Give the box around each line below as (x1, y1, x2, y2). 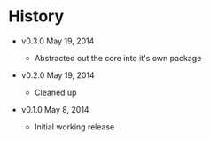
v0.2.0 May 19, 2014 (20, 69, 95, 81)
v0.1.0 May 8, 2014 (20, 104, 89, 114)
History (8, 6, 65, 27)
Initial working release (34, 121, 115, 132)
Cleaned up (34, 87, 77, 98)
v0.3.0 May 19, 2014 (20, 35, 95, 46)
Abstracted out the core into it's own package (34, 52, 202, 63)
